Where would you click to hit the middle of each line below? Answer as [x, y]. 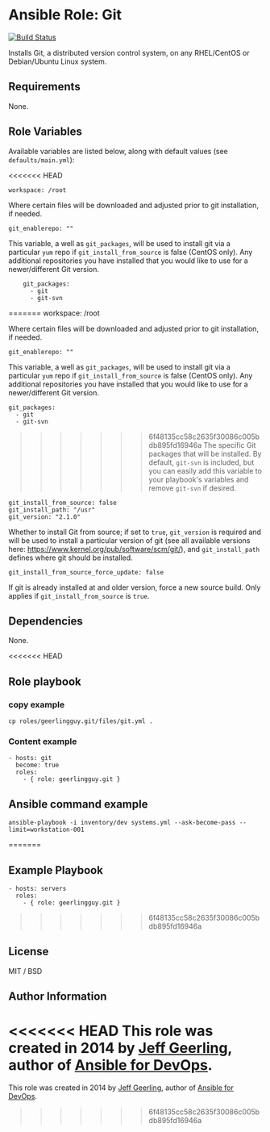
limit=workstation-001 [46, 830]
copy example [37, 704]
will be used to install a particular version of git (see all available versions [129, 540]
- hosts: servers [37, 888]
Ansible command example [78, 804]
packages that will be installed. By [205, 453]
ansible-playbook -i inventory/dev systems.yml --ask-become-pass [122, 823]
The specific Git [230, 445]
